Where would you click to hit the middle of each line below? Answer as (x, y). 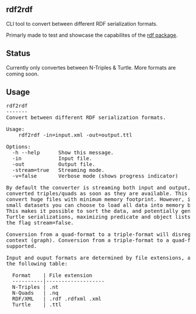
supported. (22, 246)
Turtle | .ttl (37, 305)
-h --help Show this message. (63, 153)
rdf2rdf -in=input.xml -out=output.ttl (75, 135)
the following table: (37, 264)
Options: (18, 147)
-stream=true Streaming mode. (58, 170)
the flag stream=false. (40, 223)
